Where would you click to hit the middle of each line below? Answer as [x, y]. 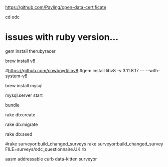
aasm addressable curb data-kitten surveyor [51, 159]
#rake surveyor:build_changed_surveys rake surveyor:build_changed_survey [84, 144]
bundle [13, 105]
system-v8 [16, 76]
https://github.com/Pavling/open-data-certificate [56, 7]
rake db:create [20, 114]
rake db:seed [19, 134]
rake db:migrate [22, 124]
